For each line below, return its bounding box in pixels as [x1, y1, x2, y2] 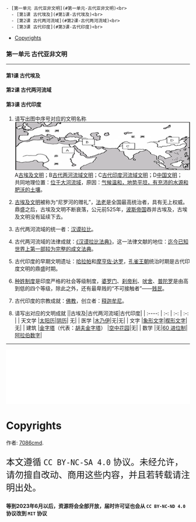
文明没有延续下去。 [19, 213, 66, 220]
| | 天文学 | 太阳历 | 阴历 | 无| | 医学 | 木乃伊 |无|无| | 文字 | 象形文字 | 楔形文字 [14, 317, 186, 324]
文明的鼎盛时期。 [19, 265, 61, 272]
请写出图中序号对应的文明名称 [14, 115, 86, 122]
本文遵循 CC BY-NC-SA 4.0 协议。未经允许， [6, 456, 184, 468]
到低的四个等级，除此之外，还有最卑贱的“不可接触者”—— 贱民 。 [14, 284, 168, 291]
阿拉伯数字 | [14, 331, 43, 338]
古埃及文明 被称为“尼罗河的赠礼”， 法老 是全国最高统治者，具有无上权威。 [14, 198, 188, 205]
